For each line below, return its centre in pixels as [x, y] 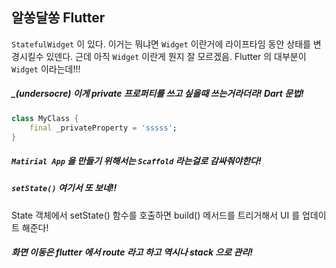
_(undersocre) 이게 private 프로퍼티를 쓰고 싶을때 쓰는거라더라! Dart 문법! [157, 94]
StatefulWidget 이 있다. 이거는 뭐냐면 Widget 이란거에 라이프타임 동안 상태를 [161, 44]
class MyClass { [45, 118]
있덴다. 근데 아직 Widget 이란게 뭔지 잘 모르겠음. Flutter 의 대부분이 [176, 56]
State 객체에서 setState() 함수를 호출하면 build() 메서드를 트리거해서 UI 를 [156, 215]
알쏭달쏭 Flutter [58, 18]
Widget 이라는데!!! [46, 69]
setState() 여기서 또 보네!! [64, 188]
